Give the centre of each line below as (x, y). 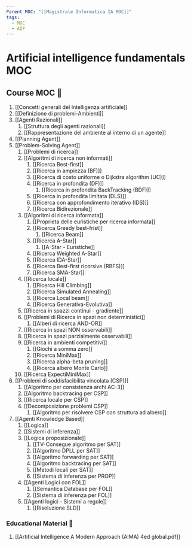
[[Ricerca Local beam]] (61, 298)
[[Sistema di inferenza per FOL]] (72, 495)
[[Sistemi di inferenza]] (52, 432)
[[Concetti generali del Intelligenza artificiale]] (71, 107)
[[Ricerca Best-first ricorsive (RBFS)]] (79, 266)
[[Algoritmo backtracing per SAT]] (74, 463)
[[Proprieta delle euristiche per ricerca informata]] (94, 222)
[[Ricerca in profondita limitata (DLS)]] (79, 196)
